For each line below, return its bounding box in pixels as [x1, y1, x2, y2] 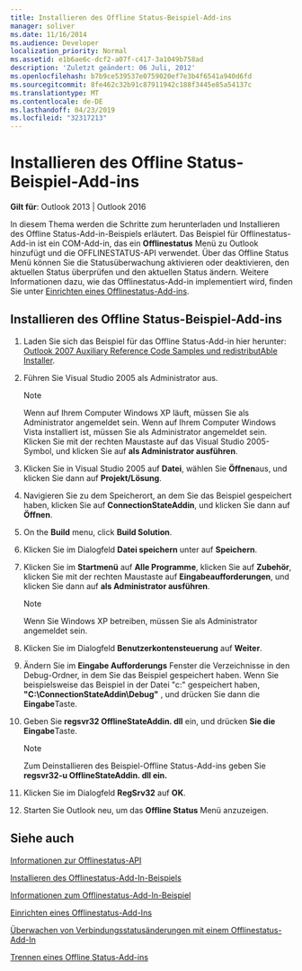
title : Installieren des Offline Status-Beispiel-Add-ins [10, 13, 232, 23]
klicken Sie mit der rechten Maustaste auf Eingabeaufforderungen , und [22, 571, 290, 582]
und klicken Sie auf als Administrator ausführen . [56, 445, 238, 456]
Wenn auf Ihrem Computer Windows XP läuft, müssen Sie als [22, 407, 250, 418]
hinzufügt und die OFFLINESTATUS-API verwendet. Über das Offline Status [10, 248, 289, 259]
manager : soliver [10, 22, 75, 31]
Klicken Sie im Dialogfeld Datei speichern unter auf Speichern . [22, 544, 258, 555]
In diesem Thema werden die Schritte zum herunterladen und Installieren [10, 219, 280, 230]
